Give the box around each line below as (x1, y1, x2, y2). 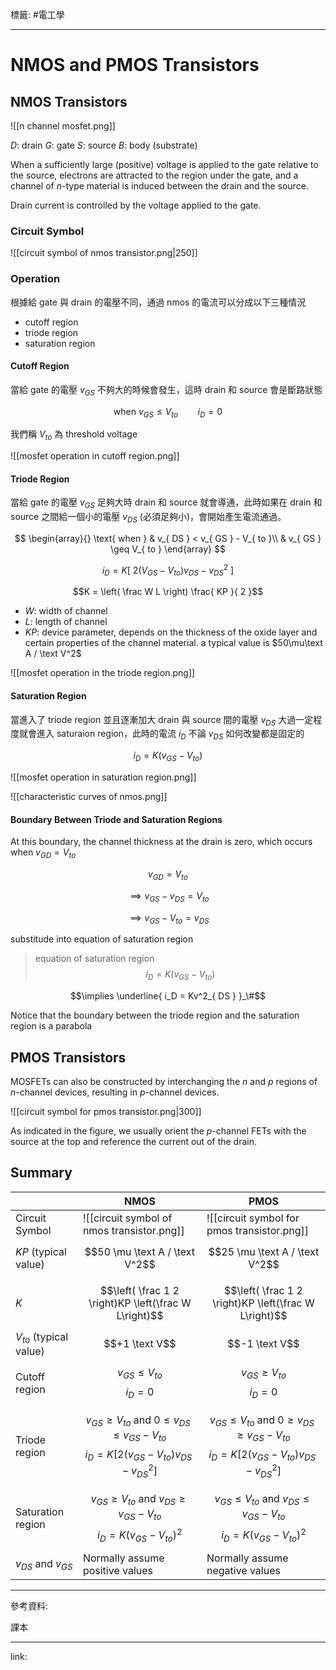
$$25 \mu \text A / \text (208, 1244, 320, 1258)
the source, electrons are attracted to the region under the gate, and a (10, 169, 299, 181)
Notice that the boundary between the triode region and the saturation (10, 1009, 300, 1022)
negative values (206, 1564, 281, 1578)
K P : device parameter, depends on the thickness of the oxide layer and (24, 626, 318, 638)
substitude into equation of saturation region (10, 933, 194, 945)
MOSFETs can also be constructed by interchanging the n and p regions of (10, 1076, 318, 1088)
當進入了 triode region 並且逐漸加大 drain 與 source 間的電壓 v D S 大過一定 (10, 713, 314, 728)
